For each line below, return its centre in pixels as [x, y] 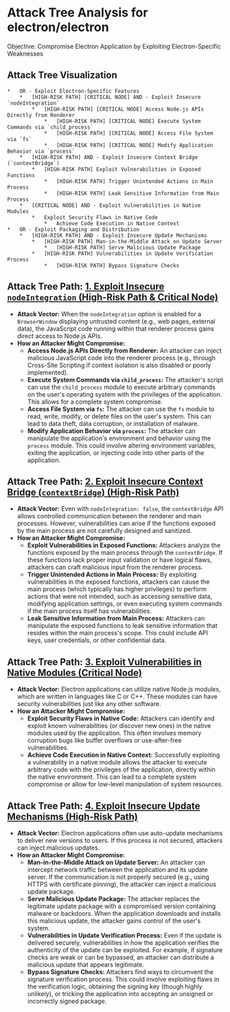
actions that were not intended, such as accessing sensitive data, [120, 597]
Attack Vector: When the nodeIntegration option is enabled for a [109, 313]
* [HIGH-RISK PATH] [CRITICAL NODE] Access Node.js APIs [118, 109]
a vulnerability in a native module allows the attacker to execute [117, 762]
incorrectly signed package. [67, 1001]
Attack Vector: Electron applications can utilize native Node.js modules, [119, 690]
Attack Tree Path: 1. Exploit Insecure [86, 287]
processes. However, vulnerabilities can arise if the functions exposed [116, 523]
